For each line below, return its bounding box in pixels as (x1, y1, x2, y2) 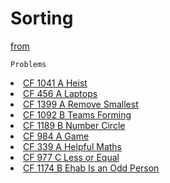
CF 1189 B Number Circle (23, 119, 126, 131)
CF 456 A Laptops (23, 87, 98, 99)
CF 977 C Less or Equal (23, 151, 120, 163)
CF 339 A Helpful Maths (23, 140, 123, 152)
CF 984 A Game (23, 130, 90, 142)
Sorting (10, 7, 74, 30)
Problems (10, 59, 47, 69)
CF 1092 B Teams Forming (23, 108, 132, 121)
